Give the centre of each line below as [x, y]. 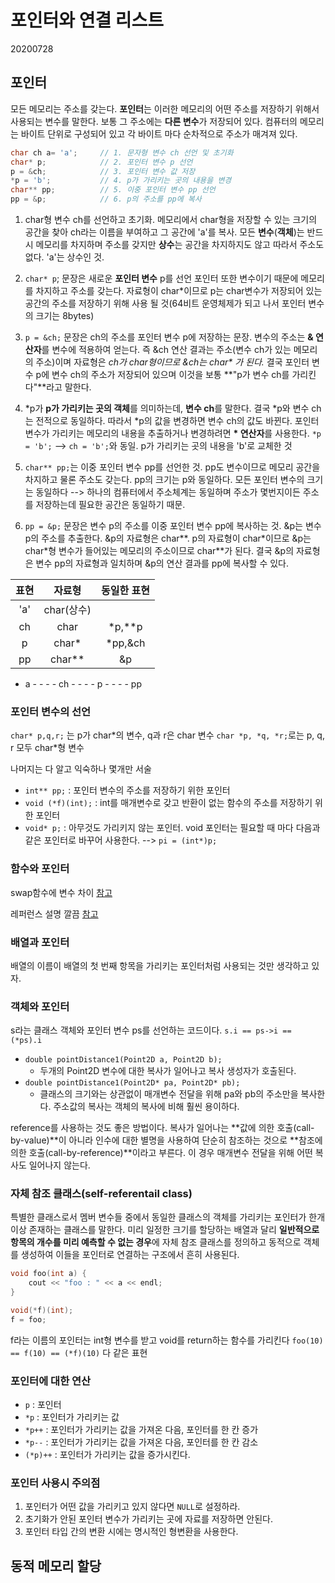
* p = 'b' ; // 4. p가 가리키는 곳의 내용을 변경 [121, 181]
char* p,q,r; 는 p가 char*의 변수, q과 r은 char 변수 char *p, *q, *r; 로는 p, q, [167, 735]
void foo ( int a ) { [48, 1274]
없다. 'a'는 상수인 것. [64, 257]
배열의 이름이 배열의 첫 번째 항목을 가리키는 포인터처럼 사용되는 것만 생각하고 [160, 965]
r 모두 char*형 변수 [47, 748]
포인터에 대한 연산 [51, 1381]
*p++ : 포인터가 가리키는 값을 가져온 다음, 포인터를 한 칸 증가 [141, 1430]
